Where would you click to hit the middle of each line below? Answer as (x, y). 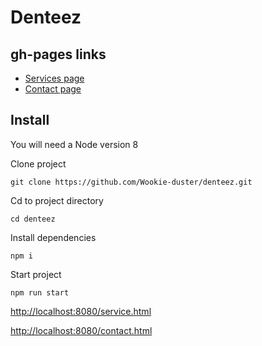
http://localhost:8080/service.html (81, 311)
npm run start (40, 292)
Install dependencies (53, 237)
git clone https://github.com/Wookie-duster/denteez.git (131, 182)
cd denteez (33, 219)
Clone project (38, 163)
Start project (36, 274)
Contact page (53, 89)
